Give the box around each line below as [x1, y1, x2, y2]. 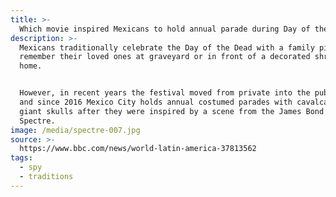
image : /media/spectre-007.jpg [10, 125, 141, 135]
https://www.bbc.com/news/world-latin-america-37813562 [19, 144, 257, 154]
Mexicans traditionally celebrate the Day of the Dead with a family [19, 42, 315, 53]
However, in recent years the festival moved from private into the [19, 88, 311, 98]
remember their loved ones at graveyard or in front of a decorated [19, 52, 311, 62]
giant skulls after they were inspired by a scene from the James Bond [19, 106, 325, 116]
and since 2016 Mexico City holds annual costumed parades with [19, 97, 293, 107]
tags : [10, 153, 33, 163]
